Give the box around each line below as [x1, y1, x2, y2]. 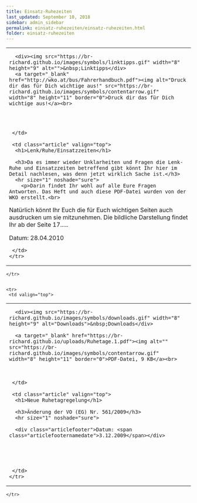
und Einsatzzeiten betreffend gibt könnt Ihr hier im [23, 165, 178, 172]
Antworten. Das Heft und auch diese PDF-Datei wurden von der [9, 189, 186, 195]
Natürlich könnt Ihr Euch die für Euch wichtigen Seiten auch [9, 206, 173, 214]
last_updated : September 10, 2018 [6, 14, 91, 20]
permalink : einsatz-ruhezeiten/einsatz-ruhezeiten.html [6, 25, 145, 31]
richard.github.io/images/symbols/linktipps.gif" [9, 59, 151, 66]
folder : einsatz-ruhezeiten [6, 31, 75, 36]
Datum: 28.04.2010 [9, 234, 64, 242]
